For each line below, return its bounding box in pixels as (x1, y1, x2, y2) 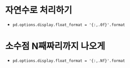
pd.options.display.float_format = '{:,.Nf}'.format (12, 58, 125, 63)
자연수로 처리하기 (5, 4, 72, 16)
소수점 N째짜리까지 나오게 (5, 40, 105, 52)
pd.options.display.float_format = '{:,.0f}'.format (12, 22, 125, 27)
